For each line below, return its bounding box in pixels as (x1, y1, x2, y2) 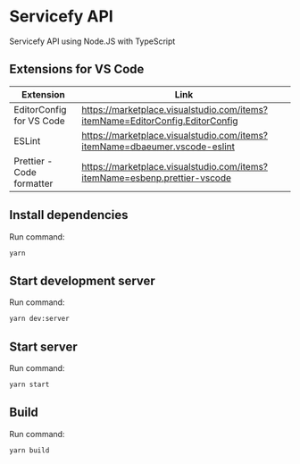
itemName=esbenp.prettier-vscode (81, 172, 232, 184)
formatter (13, 177, 54, 190)
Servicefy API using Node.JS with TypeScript (9, 36, 176, 46)
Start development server (9, 273, 156, 288)
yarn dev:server (9, 315, 70, 324)
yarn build (9, 445, 50, 455)
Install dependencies (9, 207, 129, 223)
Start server (9, 339, 78, 354)
